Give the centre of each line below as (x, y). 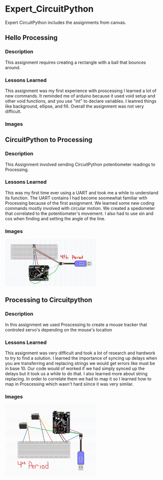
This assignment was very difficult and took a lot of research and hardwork (80, 353)
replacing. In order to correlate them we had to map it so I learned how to (78, 379)
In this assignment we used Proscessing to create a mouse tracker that (76, 325)
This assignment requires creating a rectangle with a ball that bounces (75, 62)
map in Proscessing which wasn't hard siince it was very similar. (69, 384)
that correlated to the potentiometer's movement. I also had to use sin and (79, 213)
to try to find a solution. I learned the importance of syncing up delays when (81, 358)
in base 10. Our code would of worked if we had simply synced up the (75, 368)
